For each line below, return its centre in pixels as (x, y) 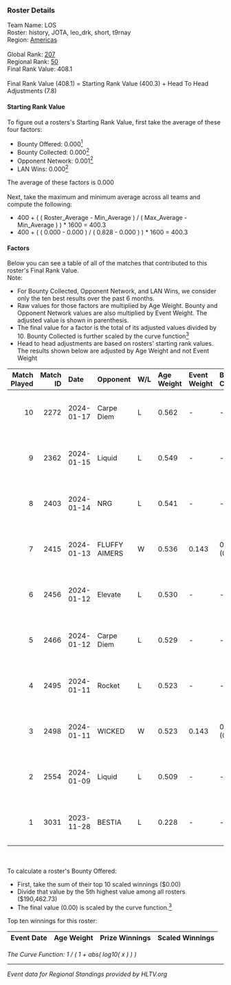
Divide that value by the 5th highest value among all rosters (101, 892)
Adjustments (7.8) (32, 91)
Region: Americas (32, 40)
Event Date (29, 938)
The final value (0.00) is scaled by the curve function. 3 (94, 907)
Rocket (109, 685)
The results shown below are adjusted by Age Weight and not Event (113, 351)
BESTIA (109, 822)
